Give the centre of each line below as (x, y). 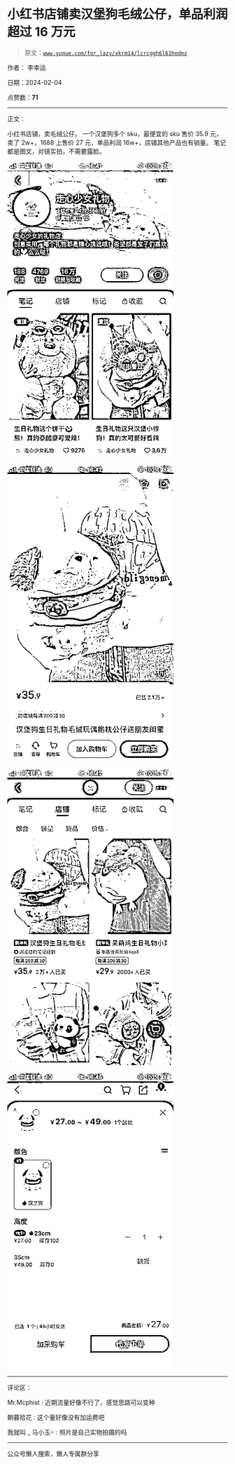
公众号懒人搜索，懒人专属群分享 (53, 1453)
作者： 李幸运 (27, 67)
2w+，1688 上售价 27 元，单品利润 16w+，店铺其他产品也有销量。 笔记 (123, 142)
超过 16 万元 (41, 32)
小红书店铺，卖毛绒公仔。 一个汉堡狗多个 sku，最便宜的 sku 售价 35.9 (108, 133)
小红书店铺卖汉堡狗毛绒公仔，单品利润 (118, 14)
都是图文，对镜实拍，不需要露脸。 (56, 151)
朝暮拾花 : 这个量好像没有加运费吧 (56, 1417)
